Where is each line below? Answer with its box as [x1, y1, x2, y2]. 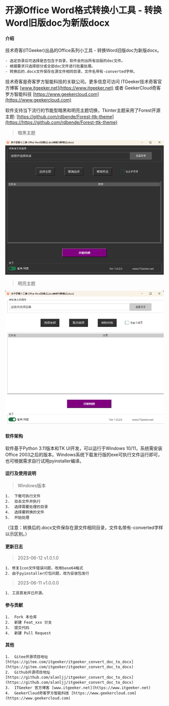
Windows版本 [17, 483, 46, 489]
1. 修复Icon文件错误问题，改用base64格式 [5, 566, 83, 571]
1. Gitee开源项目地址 [5, 654, 48, 660]
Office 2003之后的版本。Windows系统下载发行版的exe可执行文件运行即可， [5, 451, 162, 457]
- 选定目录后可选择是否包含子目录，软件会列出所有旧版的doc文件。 [5, 59, 125, 64]
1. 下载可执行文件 [5, 494, 41, 499]
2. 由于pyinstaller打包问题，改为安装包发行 [5, 571, 90, 576]
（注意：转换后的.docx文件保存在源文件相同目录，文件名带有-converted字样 [5, 525, 163, 531]
